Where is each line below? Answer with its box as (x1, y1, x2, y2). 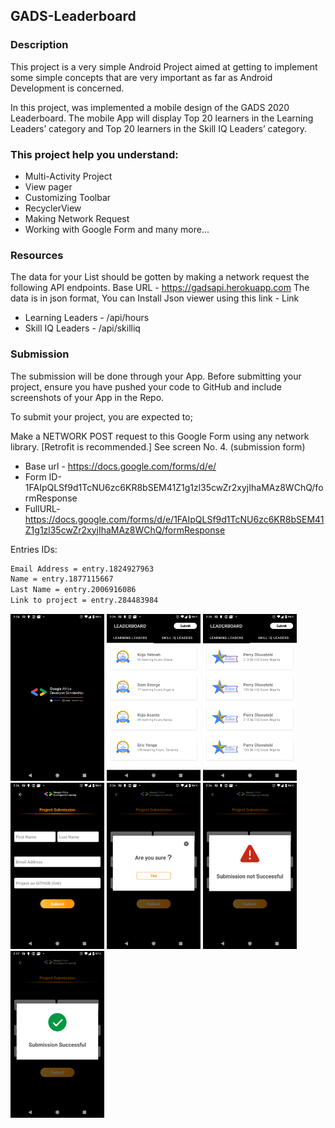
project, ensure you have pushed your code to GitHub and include (10, 380, 282, 393)
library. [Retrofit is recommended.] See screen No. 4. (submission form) (10, 440, 306, 453)
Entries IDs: (10, 543, 58, 555)
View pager (24, 180, 73, 193)
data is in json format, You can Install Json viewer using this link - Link (10, 292, 300, 304)
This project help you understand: (10, 147, 179, 161)
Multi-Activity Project (24, 170, 113, 182)
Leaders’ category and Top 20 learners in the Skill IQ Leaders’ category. (10, 122, 307, 134)
